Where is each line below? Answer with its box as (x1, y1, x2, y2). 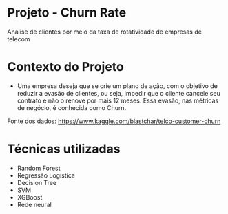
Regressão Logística (17, 171, 76, 180)
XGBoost (17, 193, 43, 201)
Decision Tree (17, 178, 57, 186)
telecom (7, 34, 30, 43)
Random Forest (17, 164, 61, 172)
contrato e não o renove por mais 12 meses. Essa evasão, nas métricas (17, 96, 219, 105)
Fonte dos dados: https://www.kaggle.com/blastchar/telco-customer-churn (7, 117, 221, 125)
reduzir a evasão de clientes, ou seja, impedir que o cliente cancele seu (17, 89, 220, 97)
